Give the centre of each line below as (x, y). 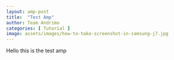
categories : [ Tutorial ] (38, 28)
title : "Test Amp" (30, 17)
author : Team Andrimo (33, 23)
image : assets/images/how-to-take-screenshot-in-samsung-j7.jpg (87, 34)
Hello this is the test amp (37, 50)
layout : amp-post (28, 12)
